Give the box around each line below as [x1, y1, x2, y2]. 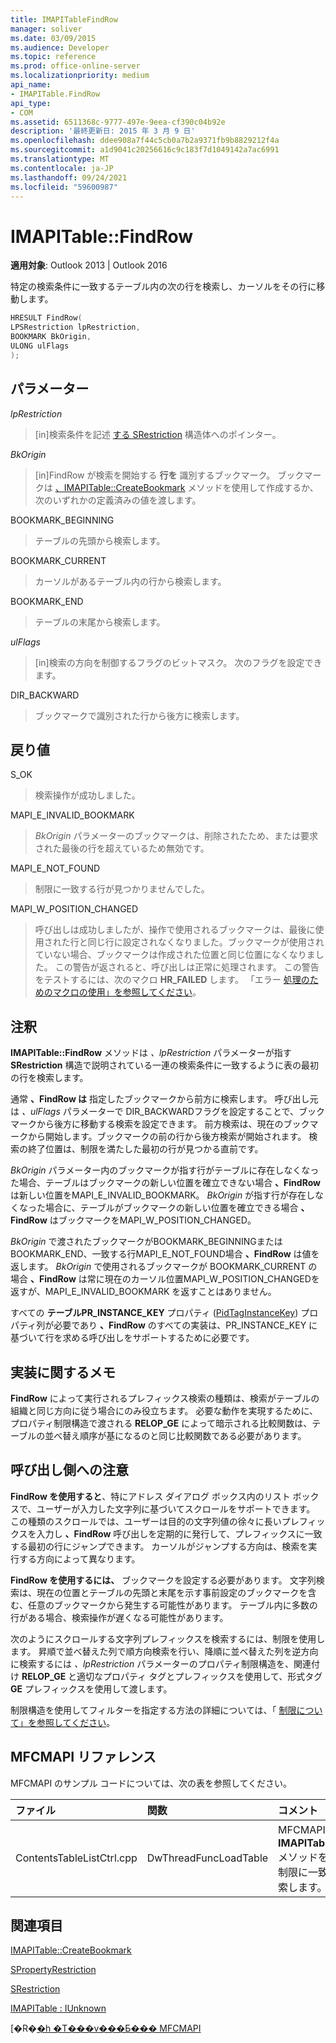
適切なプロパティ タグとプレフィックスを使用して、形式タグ [76, 1670, 323, 1682]
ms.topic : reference [10, 52, 97, 62]
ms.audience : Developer [10, 42, 110, 53]
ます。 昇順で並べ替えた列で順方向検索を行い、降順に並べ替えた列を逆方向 [10, 1645, 319, 1657]
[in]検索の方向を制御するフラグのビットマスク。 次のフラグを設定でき [34, 656, 323, 668]
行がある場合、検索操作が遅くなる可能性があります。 [10, 1611, 229, 1623]
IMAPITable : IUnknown [10, 2002, 107, 2015]
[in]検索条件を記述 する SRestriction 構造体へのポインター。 [34, 428, 282, 440]
